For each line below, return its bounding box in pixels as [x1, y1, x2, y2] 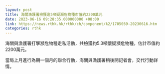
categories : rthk [5, 26, 41, 31]
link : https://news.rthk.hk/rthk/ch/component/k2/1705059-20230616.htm [5, 21, 157, 26]
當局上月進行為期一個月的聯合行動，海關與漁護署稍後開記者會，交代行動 [5, 57, 154, 63]
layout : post [5, 7, 32, 12]
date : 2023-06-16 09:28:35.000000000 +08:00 [5, 16, 99, 21]
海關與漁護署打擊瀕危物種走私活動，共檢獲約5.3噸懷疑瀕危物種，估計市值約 [5, 40, 161, 46]
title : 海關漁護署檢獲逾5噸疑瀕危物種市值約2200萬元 [5, 12, 103, 17]
